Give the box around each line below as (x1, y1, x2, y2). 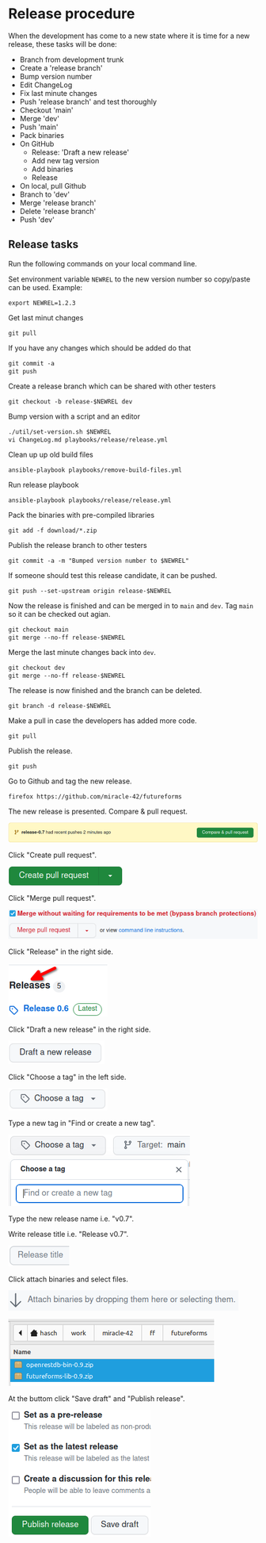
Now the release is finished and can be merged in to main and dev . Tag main (8, 600, 253, 611)
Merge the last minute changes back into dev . (8, 647, 157, 657)
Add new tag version (31, 155, 100, 165)
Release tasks (8, 238, 79, 251)
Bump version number (19, 71, 93, 81)
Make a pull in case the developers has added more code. (8, 715, 197, 726)
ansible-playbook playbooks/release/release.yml (8, 496, 172, 504)
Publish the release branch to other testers (8, 540, 148, 549)
